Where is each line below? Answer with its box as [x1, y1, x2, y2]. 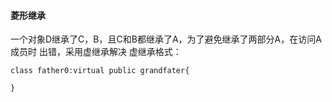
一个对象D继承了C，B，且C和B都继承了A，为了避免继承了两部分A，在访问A [10, 33, 322, 45]
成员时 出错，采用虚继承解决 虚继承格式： [10, 46, 182, 58]
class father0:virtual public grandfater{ [10, 66, 190, 76]
